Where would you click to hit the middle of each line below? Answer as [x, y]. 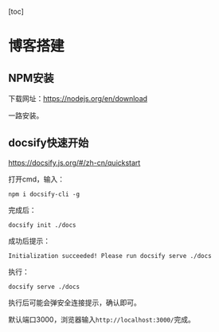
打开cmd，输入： [37, 179]
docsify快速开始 [49, 143]
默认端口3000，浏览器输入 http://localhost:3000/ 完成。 [102, 319]
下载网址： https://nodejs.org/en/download [78, 98]
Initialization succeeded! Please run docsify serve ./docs [110, 256]
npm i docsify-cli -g [44, 194]
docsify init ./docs [43, 225]
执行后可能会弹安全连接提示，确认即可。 [74, 303]
